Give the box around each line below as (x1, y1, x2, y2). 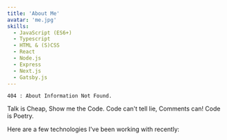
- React (13, 49, 36, 56)
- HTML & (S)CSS (13, 42, 60, 49)
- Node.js (13, 55, 41, 62)
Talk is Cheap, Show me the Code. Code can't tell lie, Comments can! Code (7, 104, 221, 113)
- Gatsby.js (13, 73, 48, 81)
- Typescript (13, 36, 51, 43)
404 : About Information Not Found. (7, 93, 112, 100)
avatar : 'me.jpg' (7, 16, 57, 23)
